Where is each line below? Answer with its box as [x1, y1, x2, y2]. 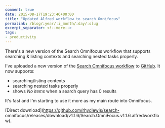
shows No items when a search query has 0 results [12, 88, 117, 94]
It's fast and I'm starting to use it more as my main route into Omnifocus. [5, 97, 152, 103]
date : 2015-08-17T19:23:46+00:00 [5, 12, 74, 17]
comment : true [5, 7, 35, 12]
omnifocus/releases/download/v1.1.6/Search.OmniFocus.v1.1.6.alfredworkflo [5, 112, 160, 118]
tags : [5, 30, 16, 35]
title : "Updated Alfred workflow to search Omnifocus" [5, 16, 121, 21]
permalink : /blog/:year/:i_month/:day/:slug [5, 21, 98, 26]
